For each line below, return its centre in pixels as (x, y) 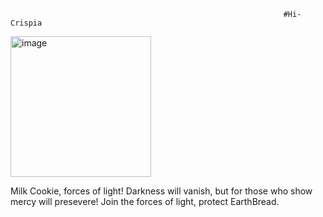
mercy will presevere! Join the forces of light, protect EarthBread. (145, 201)
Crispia (26, 23)
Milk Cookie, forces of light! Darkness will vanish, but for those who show (161, 191)
